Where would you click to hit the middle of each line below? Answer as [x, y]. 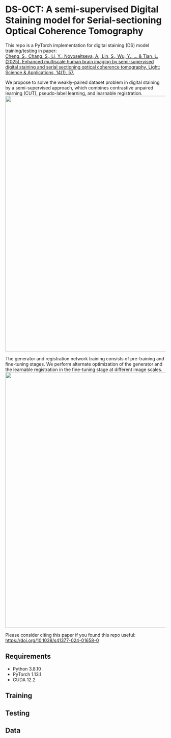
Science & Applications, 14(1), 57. [40, 72]
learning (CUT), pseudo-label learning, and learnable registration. [74, 93]
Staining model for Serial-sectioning [83, 20]
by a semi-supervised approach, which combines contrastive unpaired [79, 87]
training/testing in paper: [31, 51]
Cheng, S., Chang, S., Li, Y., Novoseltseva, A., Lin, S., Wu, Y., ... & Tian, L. [82, 56]
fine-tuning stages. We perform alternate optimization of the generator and [84, 364]
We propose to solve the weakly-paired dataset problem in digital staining [82, 82]
